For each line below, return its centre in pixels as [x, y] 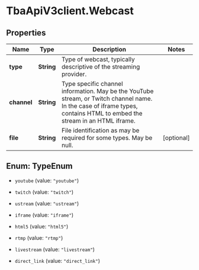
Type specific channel [92, 84]
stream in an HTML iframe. [98, 121]
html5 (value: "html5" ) [41, 226]
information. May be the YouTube [107, 91]
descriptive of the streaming [101, 67]
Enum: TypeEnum [39, 166]
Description [109, 49]
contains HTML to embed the [102, 113]
